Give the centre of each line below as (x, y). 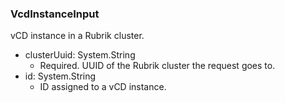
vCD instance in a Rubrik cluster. (77, 36)
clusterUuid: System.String (80, 55)
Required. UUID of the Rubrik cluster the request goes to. (157, 66)
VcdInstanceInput (55, 14)
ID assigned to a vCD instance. (103, 87)
